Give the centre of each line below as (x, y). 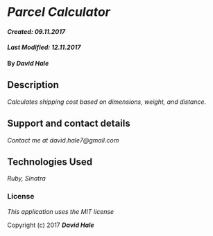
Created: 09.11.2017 (36, 31)
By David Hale (28, 63)
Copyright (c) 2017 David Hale (51, 225)
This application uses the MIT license (61, 211)
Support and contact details (69, 124)
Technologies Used (50, 162)
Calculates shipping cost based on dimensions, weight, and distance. (107, 102)
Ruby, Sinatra (27, 179)
